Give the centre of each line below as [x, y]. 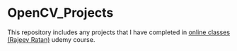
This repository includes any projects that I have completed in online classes [119, 32]
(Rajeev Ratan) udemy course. [51, 39]
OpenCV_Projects [60, 13]
